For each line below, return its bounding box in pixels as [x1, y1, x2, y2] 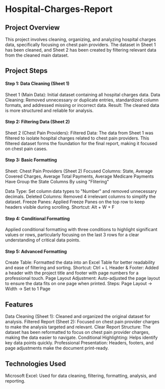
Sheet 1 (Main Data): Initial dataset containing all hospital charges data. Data [5, 91, 161, 97]
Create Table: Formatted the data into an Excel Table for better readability [5, 259, 155, 265]
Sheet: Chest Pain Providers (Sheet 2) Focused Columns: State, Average [5, 168, 153, 174]
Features [5, 300, 33, 309]
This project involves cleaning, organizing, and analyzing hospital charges [5, 36, 156, 42]
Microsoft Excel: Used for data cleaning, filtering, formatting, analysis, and [5, 373, 157, 379]
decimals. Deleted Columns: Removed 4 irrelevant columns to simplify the [5, 194, 156, 199]
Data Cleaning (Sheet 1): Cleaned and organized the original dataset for [5, 313, 151, 319]
